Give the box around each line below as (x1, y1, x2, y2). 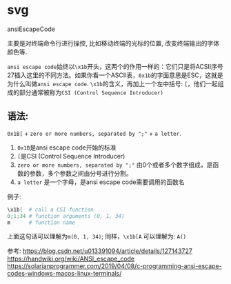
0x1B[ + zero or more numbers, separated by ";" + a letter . (7, 129, 181, 137)
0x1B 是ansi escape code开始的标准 (17, 143, 117, 152)
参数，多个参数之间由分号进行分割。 (29, 169, 132, 177)
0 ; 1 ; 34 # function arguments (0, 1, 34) (7, 212, 125, 219)
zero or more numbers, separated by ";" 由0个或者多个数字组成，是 (17, 161, 213, 169)
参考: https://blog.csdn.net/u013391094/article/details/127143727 (7, 247, 193, 255)
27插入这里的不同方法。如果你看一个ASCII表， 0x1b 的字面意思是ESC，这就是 (7, 71, 224, 79)
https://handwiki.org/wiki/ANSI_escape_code (7, 254, 135, 263)
